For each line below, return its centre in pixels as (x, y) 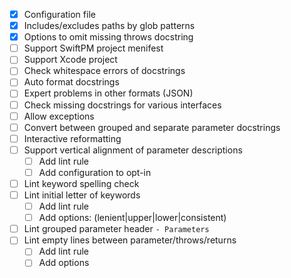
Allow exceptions (59, 116)
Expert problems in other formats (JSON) (108, 93)
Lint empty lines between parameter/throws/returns (130, 240)
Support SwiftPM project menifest (93, 48)
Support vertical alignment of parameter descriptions (133, 150)
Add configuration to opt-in (95, 172)
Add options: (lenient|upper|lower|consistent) (132, 218)
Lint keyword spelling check (81, 183)
